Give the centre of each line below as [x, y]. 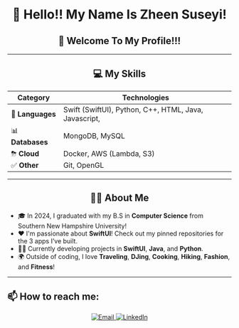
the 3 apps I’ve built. [48, 240]
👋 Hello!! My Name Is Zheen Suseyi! [119, 15]
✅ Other [25, 165]
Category [34, 97]
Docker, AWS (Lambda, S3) [109, 154]
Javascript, [82, 118]
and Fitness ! [36, 267]
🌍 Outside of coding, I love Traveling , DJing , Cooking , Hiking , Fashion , [124, 256]
